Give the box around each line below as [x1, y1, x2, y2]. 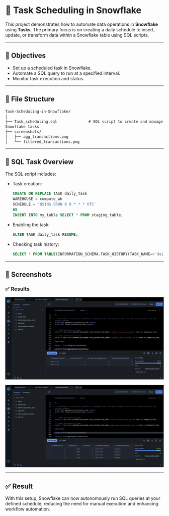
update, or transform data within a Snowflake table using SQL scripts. [5, 32, 149, 38]
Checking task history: [12, 241, 59, 247]
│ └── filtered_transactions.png [5, 139, 80, 144]
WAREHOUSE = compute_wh [12, 196, 63, 201]
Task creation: [12, 181, 42, 187]
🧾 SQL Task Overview [5, 158, 74, 166]
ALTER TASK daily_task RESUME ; [12, 232, 78, 237]
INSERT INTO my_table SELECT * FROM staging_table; [12, 212, 123, 218]
